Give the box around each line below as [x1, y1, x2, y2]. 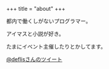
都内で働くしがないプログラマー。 [6, 17, 91, 25]
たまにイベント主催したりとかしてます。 [6, 43, 107, 50]
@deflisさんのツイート [6, 56, 62, 62]
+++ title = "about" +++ [6, 5, 65, 12]
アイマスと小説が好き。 [6, 30, 65, 37]
